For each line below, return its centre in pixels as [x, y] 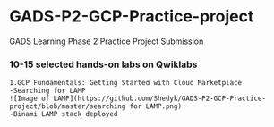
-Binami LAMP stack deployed [64, 114]
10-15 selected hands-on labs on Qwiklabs [103, 64]
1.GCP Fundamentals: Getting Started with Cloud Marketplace [126, 83]
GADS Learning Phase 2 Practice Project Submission [107, 41]
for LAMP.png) [155, 106]
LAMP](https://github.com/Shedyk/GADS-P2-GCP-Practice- [160, 99]
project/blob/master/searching [68, 106]
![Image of [30, 99]
